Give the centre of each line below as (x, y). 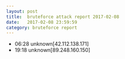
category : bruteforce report (42, 27)
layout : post (22, 11)
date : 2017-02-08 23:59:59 (42, 22)
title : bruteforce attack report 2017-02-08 (62, 17)
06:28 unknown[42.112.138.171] (52, 44)
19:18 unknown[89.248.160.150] (53, 50)
